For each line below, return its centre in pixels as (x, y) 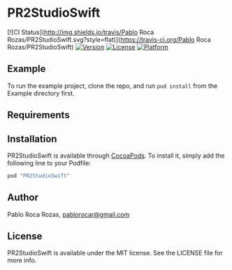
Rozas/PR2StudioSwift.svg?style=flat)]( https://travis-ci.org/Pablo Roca (109, 39)
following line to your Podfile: (49, 163)
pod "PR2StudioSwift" (39, 176)
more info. (22, 260)
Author (23, 198)
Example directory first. (41, 93)
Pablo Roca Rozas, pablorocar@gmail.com (68, 214)
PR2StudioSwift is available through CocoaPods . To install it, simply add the (116, 156)
